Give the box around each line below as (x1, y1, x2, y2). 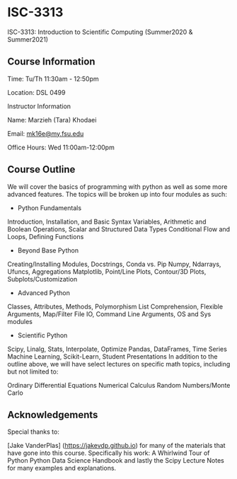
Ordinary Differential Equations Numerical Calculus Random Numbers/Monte (7, 381, 231, 389)
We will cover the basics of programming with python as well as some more (7, 182, 228, 191)
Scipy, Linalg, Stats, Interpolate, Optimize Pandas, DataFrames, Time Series (7, 345, 228, 353)
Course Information (7, 56, 96, 68)
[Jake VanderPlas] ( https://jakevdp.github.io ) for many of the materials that (7, 442, 226, 450)
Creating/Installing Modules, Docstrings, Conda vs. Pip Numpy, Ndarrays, (7, 260, 221, 268)
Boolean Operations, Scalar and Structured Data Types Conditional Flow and (7, 224, 231, 233)
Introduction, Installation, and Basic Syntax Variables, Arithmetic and (7, 217, 207, 226)
